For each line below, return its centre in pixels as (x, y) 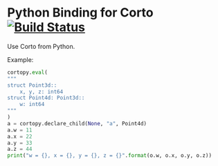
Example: (20, 59)
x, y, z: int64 (42, 92)
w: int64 (32, 105)
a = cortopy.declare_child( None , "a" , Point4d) (77, 123)
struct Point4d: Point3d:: (46, 98)
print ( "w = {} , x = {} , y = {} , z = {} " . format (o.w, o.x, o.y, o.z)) (110, 156)
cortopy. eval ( (28, 72)
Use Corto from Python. (41, 46)
